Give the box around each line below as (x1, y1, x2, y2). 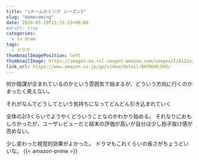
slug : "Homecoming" (6, 14, 54, 20)
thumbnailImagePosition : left (6, 53, 81, 58)
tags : (6, 42, 20, 48)
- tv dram (11, 36, 36, 42)
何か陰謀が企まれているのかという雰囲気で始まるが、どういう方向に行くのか (6, 80, 193, 87)
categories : (6, 31, 36, 37)
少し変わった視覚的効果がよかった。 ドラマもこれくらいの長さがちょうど (6, 140, 184, 148)
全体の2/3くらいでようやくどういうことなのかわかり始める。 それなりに (6, 113, 182, 120)
